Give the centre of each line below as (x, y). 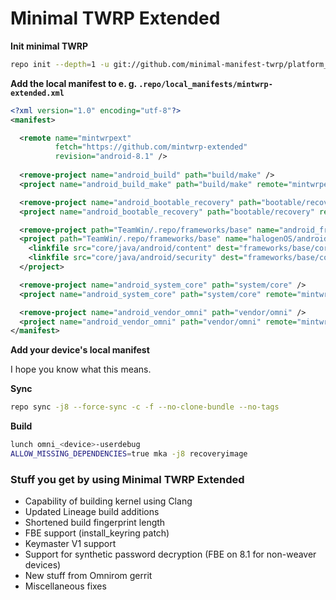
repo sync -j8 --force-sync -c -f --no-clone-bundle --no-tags (145, 407)
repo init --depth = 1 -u (60, 64)
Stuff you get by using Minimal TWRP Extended (127, 479)
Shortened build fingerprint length (95, 523)
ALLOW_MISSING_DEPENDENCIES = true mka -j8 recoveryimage (129, 454)
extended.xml (37, 93)
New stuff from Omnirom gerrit (88, 576)
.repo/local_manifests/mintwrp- (205, 84)
